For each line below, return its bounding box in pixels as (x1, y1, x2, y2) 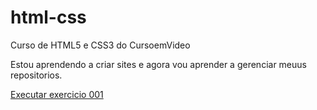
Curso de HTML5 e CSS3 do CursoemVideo (10, 39, 191, 51)
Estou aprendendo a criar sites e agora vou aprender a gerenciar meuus (10, 58, 307, 70)
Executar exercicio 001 (10, 88, 104, 100)
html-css (10, 6, 87, 29)
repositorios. (10, 69, 63, 81)
